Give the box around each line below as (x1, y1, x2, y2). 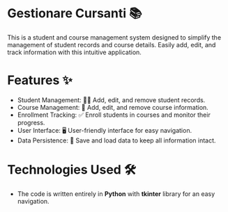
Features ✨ (7, 72, 73, 88)
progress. (17, 118, 45, 127)
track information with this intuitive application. (7, 48, 142, 56)
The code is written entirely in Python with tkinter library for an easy (17, 189, 215, 198)
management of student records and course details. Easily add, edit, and (7, 40, 216, 49)
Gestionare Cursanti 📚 (7, 6, 142, 22)
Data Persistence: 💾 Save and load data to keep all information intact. (17, 136, 216, 145)
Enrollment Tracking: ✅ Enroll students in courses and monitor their (17, 111, 211, 119)
